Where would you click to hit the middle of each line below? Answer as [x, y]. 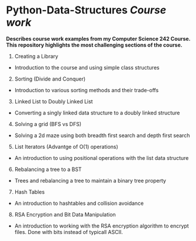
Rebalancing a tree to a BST [48, 169]
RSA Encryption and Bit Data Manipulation [65, 214]
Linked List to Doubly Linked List [54, 101]
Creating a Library [36, 56]
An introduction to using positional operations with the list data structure [102, 158]
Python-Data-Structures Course [86, 10]
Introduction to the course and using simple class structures [87, 67]
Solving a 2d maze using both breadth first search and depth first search [102, 135]
